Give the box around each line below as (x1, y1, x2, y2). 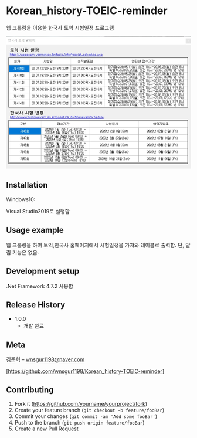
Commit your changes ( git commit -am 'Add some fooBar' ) (14, 412, 158, 420)
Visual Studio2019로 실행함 (6, 208, 70, 215)
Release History (6, 300, 66, 310)
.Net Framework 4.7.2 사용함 (6, 283, 73, 290)
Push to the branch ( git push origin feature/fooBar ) (14, 419, 145, 426)
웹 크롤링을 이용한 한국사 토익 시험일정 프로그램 (6, 24, 114, 31)
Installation (6, 180, 48, 190)
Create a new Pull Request (14, 425, 79, 432)
